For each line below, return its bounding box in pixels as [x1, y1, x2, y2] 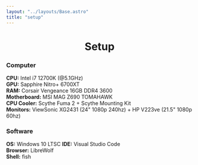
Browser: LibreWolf [6, 147, 54, 154]
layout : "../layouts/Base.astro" [6, 8, 89, 15]
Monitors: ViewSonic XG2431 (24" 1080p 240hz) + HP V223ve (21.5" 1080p [6, 106, 193, 113]
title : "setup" [6, 14, 44, 20]
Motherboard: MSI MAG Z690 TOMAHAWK [6, 93, 113, 100]
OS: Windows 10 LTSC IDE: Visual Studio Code [6, 141, 120, 148]
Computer [6, 61, 36, 69]
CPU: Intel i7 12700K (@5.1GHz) [6, 74, 84, 81]
